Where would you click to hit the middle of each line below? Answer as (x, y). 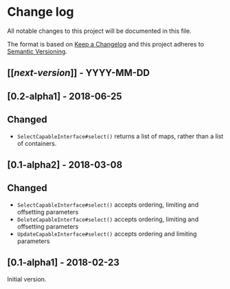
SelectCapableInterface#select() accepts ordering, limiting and (108, 204)
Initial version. (27, 279)
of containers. (37, 143)
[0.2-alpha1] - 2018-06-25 (65, 96)
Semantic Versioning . (37, 51)
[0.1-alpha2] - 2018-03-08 (65, 165)
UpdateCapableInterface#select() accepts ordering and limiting (107, 234)
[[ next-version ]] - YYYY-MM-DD (78, 73)
